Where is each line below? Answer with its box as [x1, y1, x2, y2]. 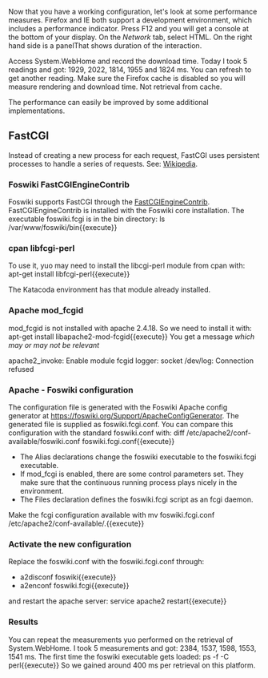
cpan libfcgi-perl [8, 243, 75, 254]
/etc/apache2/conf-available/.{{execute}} [8, 519, 145, 528]
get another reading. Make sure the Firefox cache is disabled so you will [8, 74, 246, 83]
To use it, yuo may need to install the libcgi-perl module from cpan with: [8, 260, 246, 271]
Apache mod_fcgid [8, 305, 84, 316]
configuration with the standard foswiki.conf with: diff [8, 428, 186, 438]
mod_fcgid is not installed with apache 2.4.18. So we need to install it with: [8, 323, 252, 333]
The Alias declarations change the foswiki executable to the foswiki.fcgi [19, 452, 257, 462]
